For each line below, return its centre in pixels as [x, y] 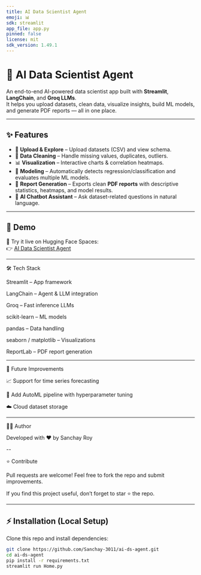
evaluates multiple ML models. [52, 177]
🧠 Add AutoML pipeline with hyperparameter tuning [70, 395]
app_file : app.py [28, 28]
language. [27, 203]
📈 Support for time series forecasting [53, 381]
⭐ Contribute [22, 461]
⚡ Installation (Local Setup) [57, 521]
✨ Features [27, 135]
